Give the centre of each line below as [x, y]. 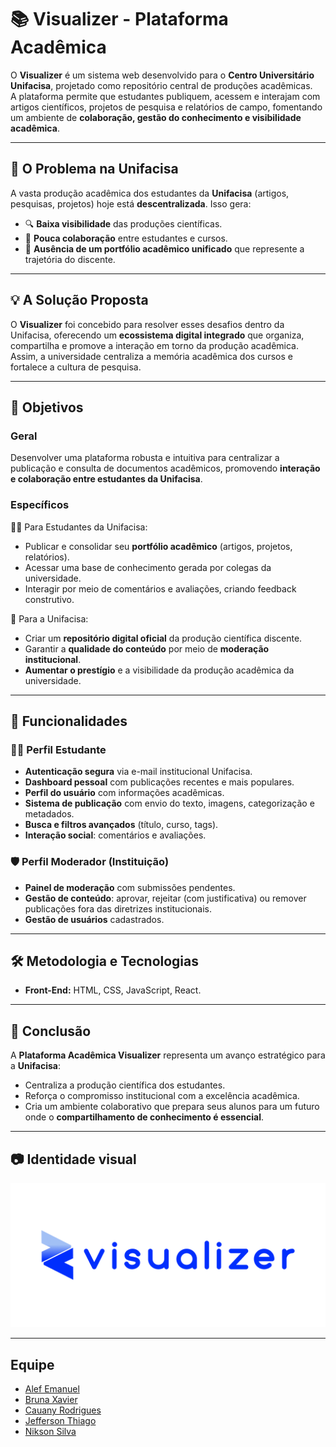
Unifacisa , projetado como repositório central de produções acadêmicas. [161, 85]
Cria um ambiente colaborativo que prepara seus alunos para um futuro [172, 1107]
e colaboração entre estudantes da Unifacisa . [106, 479]
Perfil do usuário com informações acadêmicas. [124, 793]
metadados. [49, 814]
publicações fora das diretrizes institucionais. [118, 908]
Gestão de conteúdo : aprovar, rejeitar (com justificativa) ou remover [165, 898]
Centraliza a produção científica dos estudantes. [125, 1085]
